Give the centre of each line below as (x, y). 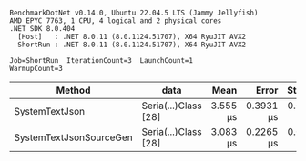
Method (73, 90)
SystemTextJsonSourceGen (74, 137)
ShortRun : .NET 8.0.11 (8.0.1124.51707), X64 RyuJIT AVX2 (132, 45)
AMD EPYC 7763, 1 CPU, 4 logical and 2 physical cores (116, 21)
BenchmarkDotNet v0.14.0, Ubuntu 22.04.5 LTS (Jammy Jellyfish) (134, 13)
